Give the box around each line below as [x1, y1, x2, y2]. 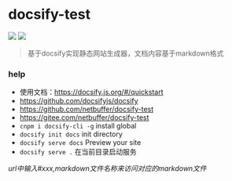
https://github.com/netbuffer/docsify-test [19, 104, 154, 114]
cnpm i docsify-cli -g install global [19, 121, 137, 131]
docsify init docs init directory [19, 129, 123, 139]
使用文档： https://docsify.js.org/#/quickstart [19, 88, 164, 97]
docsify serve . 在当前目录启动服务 [19, 147, 138, 157]
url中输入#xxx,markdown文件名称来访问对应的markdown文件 [8, 164, 207, 173]
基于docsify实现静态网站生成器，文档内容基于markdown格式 [27, 49, 224, 58]
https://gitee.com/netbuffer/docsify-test [19, 113, 149, 122]
